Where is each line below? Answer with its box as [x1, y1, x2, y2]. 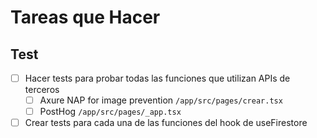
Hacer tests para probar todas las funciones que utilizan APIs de [24, 72, 291, 84]
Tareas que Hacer [10, 6, 161, 29]
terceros [24, 84, 60, 96]
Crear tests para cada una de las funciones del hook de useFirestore [24, 117, 308, 129]
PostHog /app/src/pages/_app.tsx [39, 106, 182, 118]
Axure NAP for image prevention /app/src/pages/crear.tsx [39, 94, 283, 106]
